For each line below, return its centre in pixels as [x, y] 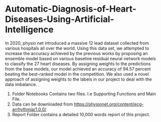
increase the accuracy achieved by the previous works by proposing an [76, 53]
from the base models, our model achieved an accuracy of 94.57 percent [78, 69]
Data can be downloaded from [42, 104]
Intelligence [29, 30]
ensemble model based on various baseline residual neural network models [80, 58]
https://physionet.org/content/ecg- [109, 104]
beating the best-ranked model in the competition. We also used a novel [77, 74]
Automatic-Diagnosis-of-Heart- [71, 9]
